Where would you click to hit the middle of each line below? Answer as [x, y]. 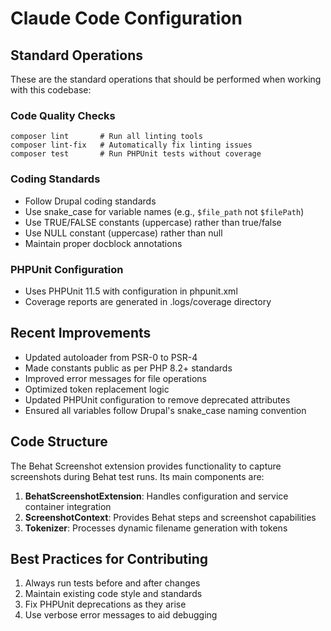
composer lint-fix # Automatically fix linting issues [131, 145]
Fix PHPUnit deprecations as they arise [105, 604]
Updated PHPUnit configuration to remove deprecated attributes [157, 399]
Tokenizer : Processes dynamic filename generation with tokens [156, 528]
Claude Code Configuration [126, 18]
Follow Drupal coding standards [90, 201]
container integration [68, 506]
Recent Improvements [81, 333]
